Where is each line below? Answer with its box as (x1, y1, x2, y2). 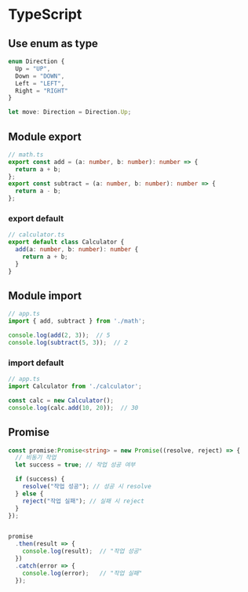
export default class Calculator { (8, 238, 125, 247)
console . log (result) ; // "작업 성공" (22, 547, 143, 555)
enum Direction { (8, 57, 65, 65)
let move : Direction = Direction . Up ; (8, 108, 132, 116)
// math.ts (8, 151, 44, 159)
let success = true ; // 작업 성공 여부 (15, 461, 136, 469)
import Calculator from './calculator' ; (8, 382, 143, 390)
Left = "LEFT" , (15, 79, 65, 87)
